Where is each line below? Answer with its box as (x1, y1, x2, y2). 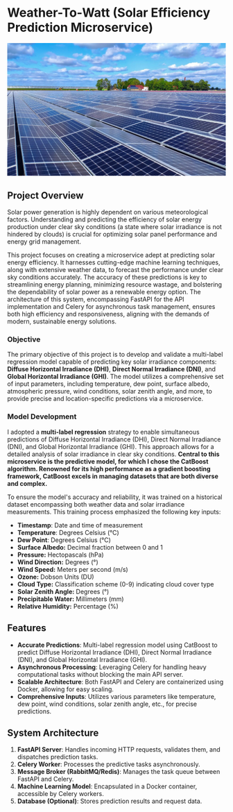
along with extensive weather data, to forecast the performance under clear (7, 266, 224, 274)
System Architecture (7, 727, 99, 738)
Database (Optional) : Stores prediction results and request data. (17, 797, 202, 806)
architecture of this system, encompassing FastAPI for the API (7, 295, 185, 303)
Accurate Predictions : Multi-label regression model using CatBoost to (17, 641, 218, 649)
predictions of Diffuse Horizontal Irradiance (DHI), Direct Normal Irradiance (7, 435, 221, 443)
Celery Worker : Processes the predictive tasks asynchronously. (17, 760, 200, 768)
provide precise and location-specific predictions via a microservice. (7, 394, 203, 403)
